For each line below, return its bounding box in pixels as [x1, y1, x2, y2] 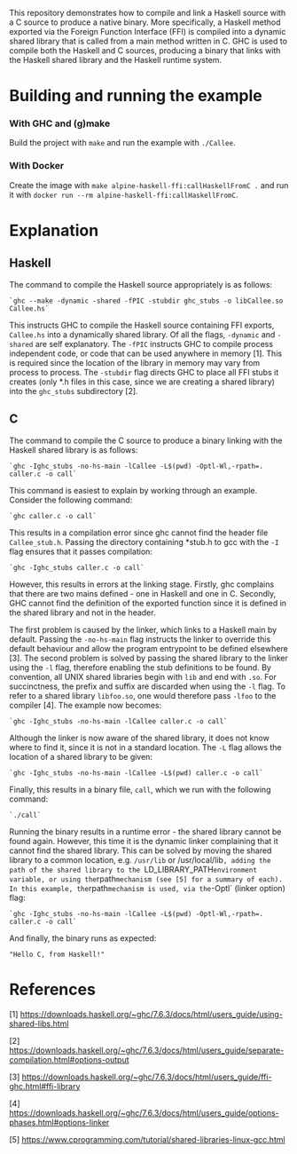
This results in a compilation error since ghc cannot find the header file [9, 527, 269, 538]
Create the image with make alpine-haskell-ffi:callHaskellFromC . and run [9, 179, 289, 190]
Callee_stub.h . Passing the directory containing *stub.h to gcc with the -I [9, 536, 279, 547]
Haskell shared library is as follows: [9, 444, 138, 455]
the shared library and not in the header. [9, 607, 156, 618]
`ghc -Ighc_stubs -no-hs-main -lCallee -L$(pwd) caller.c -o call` [9, 768, 264, 778]
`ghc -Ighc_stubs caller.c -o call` [9, 563, 145, 572]
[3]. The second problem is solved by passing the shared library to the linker [9, 652, 288, 663]
